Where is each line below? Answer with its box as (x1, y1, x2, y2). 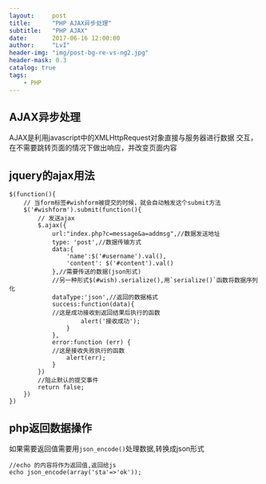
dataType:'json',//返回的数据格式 (51, 294, 158, 302)
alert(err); (66, 354, 106, 362)
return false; (38, 383, 85, 392)
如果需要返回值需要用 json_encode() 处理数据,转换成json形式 (9, 443, 204, 453)
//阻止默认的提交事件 (38, 377, 99, 385)
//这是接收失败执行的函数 (51, 347, 125, 355)
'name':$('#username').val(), (66, 253, 167, 261)
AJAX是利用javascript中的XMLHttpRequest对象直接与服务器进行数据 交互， (9, 133, 258, 142)
